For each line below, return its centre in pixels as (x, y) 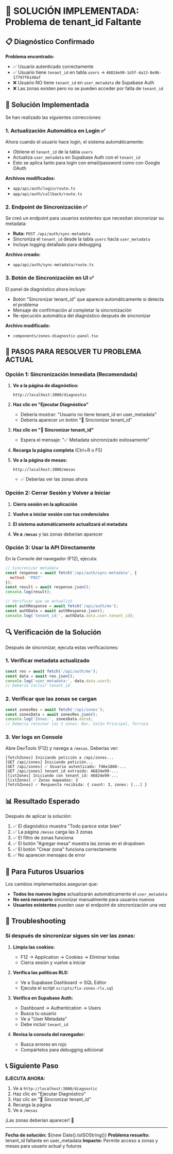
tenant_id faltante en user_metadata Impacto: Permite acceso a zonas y (82, 1140)
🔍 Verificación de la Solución (53, 633)
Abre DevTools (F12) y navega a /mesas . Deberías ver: (62, 748)
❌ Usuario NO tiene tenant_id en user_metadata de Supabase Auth (83, 83)
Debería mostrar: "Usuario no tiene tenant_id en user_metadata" (89, 415)
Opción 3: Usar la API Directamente (50, 547)
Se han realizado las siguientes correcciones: (54, 117)
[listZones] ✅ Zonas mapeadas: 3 (42, 780)
